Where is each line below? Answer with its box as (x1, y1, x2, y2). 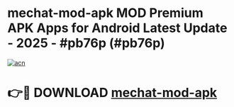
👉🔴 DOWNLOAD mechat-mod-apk (7, 85, 218, 101)
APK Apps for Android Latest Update (7, 20, 228, 36)
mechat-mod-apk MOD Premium (7, 5, 204, 21)
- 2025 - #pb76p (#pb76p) (7, 35, 165, 51)
